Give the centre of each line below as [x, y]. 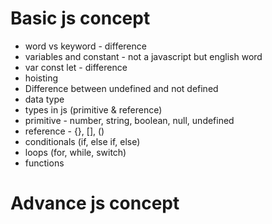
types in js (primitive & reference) [93, 109]
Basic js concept [80, 18]
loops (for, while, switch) [75, 152]
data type [44, 99]
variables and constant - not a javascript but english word [143, 56]
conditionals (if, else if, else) [82, 141]
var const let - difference [76, 67]
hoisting [41, 78]
